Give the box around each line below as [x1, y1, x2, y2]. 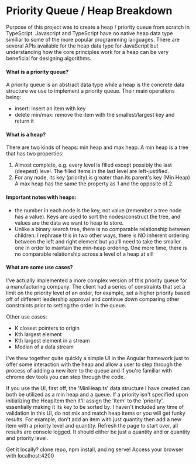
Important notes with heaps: [6, 194, 77, 201]
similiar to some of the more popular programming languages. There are [6, 36, 180, 43]
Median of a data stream [14, 343, 74, 350]
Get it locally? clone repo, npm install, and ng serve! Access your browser [6, 446, 184, 453]
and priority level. [6, 434, 49, 441]
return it [14, 117, 34, 124]
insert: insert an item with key [14, 105, 86, 112]
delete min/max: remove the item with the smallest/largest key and [14, 111, 175, 118]
